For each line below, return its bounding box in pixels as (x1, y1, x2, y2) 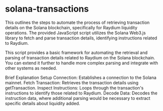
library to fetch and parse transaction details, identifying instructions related (5, 35, 157, 41)
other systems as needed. (5, 65, 57, 71)
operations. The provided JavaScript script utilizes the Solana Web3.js (5, 30, 146, 36)
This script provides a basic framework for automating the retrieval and (5, 50, 148, 55)
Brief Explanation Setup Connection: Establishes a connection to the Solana (5, 74, 157, 80)
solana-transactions (5, 3, 89, 15)
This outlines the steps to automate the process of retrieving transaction (5, 19, 150, 25)
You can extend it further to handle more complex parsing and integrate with (5, 60, 158, 66)
